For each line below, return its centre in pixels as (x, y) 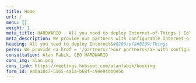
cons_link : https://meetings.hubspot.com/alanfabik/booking (81, 66)
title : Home (20, 11)
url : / (14, 17)
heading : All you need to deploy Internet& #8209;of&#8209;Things (87, 44)
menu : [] (17, 22)
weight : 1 (18, 28)
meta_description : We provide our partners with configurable (83, 39)
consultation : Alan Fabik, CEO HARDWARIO (57, 55)
